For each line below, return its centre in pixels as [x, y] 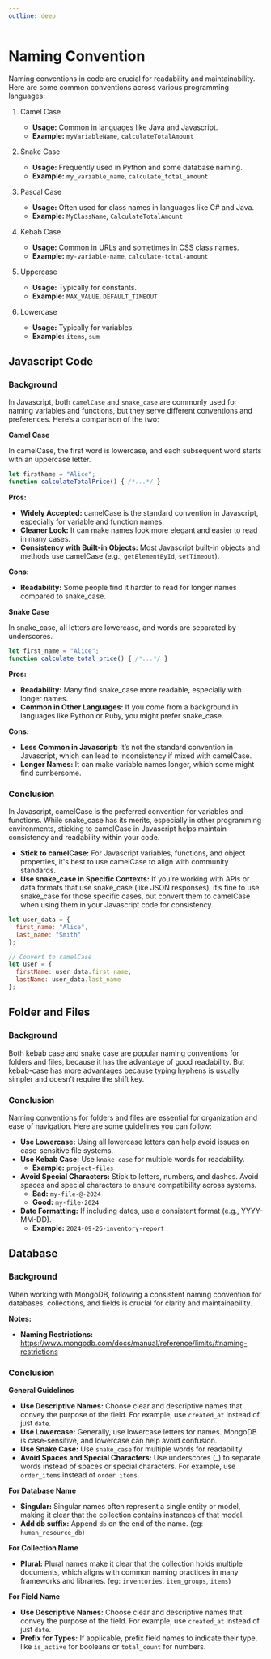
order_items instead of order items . [80, 1475]
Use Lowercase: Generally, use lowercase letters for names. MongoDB [138, 1431]
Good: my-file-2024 [66, 1202]
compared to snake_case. [63, 596]
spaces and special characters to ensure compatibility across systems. [138, 1185]
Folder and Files [49, 1012]
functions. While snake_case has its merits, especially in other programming [135, 821]
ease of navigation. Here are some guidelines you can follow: [110, 1126]
